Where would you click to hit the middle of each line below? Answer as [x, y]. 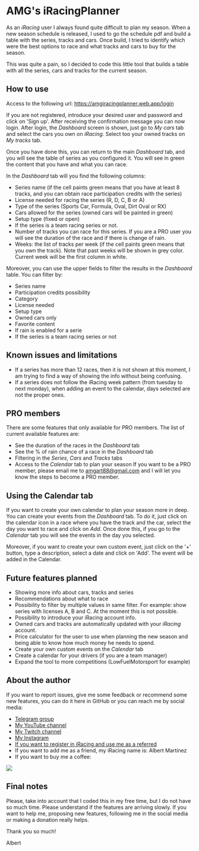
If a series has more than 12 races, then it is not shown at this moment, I [102, 369]
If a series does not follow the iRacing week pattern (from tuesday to [99, 382]
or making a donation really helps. [48, 820]
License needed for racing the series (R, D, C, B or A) [80, 200]
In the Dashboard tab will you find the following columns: [76, 176]
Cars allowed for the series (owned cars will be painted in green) [94, 213]
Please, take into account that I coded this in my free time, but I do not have [99, 801]
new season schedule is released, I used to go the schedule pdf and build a [99, 33]
